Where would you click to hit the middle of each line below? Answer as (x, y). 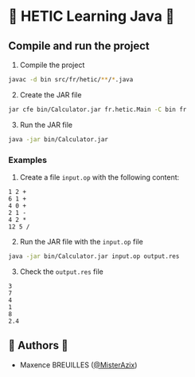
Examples (28, 160)
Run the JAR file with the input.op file (81, 241)
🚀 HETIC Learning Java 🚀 (92, 16)
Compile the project (52, 65)
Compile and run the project (79, 46)
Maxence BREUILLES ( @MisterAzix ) (78, 365)
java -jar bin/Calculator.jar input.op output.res (94, 256)
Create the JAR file (51, 94)
